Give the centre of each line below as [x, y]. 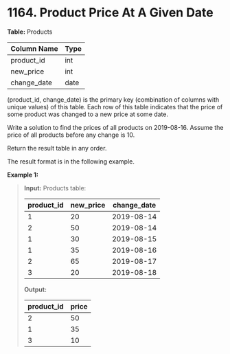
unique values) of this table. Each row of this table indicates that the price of [115, 107]
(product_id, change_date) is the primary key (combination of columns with [113, 99]
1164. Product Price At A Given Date [111, 13]
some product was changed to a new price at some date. [88, 114]
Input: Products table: [55, 188]
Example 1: [23, 175]
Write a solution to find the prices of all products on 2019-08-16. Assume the [115, 127]
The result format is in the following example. [71, 161]
